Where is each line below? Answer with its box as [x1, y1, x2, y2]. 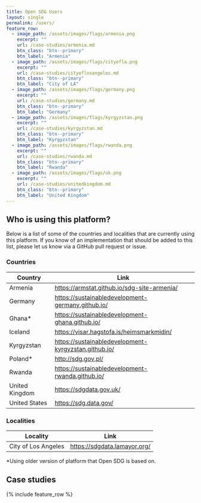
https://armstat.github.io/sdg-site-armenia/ [54, 283, 178, 292]
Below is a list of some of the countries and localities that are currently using [6, 230, 195, 237]
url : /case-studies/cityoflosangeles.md [17, 70, 119, 76]
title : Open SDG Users [6, 8, 63, 15]
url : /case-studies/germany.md [17, 97, 95, 103]
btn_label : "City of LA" [17, 81, 79, 87]
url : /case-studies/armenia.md [17, 42, 95, 48]
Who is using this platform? [6, 214, 111, 224]
